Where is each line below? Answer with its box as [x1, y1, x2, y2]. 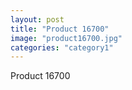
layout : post [10, 14, 65, 25]
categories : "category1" [10, 42, 114, 53]
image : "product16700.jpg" [10, 33, 123, 43]
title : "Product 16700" [10, 24, 110, 34]
